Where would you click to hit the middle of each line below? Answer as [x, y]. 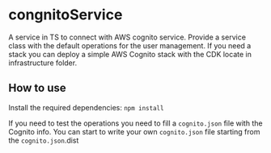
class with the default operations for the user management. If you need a [130, 45]
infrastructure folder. [43, 63]
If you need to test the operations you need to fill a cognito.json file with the [135, 123]
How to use [37, 88]
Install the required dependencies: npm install [86, 107]
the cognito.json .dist [44, 140]
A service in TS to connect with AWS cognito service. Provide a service [127, 37]
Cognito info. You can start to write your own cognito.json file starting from [134, 131]
